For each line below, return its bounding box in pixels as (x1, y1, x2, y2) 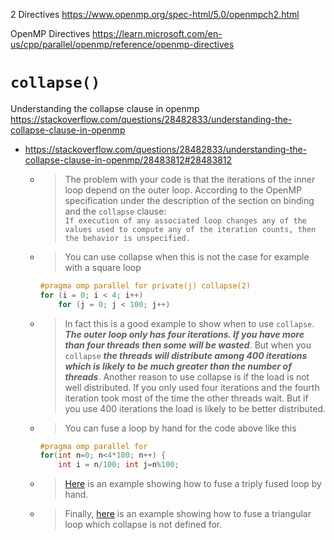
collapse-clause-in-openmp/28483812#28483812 (24, 154, 233, 166)
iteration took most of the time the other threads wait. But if (64, 392, 309, 404)
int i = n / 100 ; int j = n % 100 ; (58, 460, 180, 470)
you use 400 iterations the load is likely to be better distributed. (64, 402, 327, 414)
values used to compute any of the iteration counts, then (64, 224, 317, 234)
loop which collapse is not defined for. (64, 519, 223, 531)
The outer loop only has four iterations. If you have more (64, 328, 305, 340)
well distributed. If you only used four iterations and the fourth (64, 381, 320, 393)
